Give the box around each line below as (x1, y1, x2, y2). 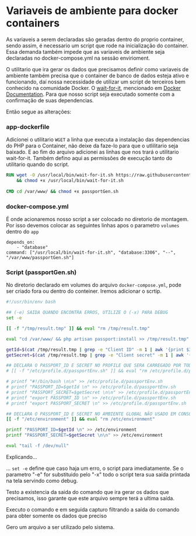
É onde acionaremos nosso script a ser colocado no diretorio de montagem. (6, 216, 189, 223)
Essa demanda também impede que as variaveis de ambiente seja (6, 48, 165, 55)
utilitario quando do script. (6, 161, 69, 168)
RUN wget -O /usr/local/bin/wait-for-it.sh (6, 172, 114, 178)
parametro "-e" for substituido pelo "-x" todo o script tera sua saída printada (6, 471, 190, 478)
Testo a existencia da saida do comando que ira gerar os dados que (6, 488, 169, 495)
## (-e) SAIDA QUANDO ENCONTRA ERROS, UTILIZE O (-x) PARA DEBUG (6, 310, 168, 316)
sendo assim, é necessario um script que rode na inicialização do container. (6, 42, 188, 49)
